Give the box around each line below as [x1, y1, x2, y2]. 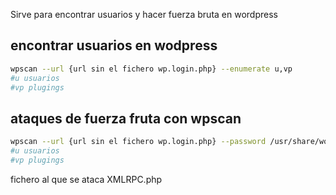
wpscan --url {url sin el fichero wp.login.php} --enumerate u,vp [10, 64, 293, 74]
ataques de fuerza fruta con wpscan [10, 110, 242, 127]
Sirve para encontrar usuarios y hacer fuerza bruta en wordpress [10, 9, 278, 20]
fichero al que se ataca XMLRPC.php [10, 173, 163, 185]
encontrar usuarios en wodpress [10, 37, 218, 54]
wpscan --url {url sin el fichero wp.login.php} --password [10, 137, 267, 147]
